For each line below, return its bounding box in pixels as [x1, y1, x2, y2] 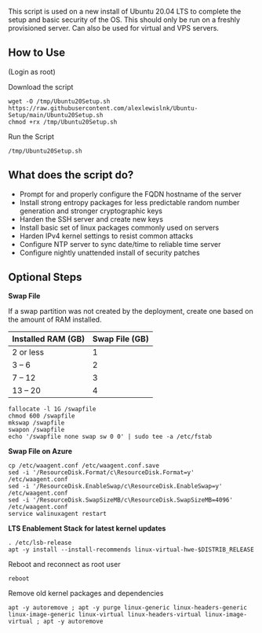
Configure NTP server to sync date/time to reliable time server [19, 239, 221, 248]
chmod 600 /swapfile [8, 412, 76, 420]
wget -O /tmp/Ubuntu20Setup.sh [8, 98, 111, 105]
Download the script [8, 82, 74, 91]
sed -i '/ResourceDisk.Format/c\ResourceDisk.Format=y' [8, 469, 195, 477]
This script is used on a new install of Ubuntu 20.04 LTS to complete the [8, 7, 242, 16]
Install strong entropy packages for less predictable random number [19, 197, 240, 207]
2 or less [12, 347, 45, 358]
